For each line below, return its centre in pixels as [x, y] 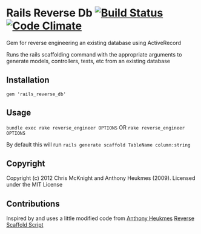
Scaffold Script [25, 225]
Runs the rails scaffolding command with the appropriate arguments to [94, 54]
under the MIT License [35, 185]
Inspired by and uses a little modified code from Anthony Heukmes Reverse [100, 218]
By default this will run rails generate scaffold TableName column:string [98, 144]
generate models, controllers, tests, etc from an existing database [88, 61]
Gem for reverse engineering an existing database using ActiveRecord [94, 43]
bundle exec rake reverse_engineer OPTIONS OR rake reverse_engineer [96, 127]
